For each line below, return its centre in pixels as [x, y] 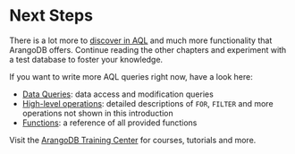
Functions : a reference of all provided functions [110, 123]
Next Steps [51, 16]
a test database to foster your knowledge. [86, 59]
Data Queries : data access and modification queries [118, 94]
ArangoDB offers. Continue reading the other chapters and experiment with [148, 49]
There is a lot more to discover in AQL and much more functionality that [141, 40]
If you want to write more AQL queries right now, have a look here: [131, 76]
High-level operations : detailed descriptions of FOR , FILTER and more [148, 103]
